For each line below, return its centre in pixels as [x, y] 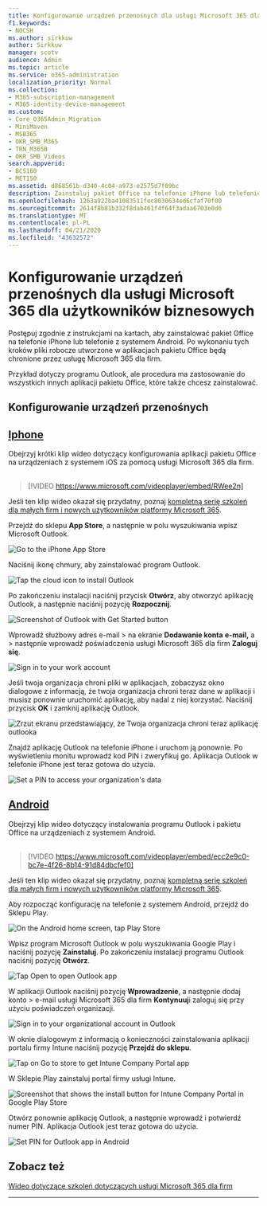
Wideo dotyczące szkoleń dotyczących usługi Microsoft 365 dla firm [120, 1186]
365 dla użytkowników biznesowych [132, 311]
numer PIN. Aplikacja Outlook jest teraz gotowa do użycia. [103, 1126]
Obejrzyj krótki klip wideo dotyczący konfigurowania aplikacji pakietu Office [132, 454]
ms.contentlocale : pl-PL [49, 223]
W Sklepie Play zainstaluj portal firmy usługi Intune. [92, 1078]
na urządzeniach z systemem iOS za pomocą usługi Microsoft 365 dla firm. [131, 462]
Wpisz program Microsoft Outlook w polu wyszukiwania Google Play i [122, 943]
